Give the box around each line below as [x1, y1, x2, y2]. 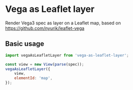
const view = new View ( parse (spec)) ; [5, 62, 84, 67]
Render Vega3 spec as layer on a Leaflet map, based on [5, 20, 121, 26]
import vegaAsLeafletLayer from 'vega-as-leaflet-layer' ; [5, 53, 129, 58]
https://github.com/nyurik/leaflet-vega [5, 25, 84, 31]
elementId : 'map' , [14, 76, 53, 81]
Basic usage [5, 40, 44, 48]
